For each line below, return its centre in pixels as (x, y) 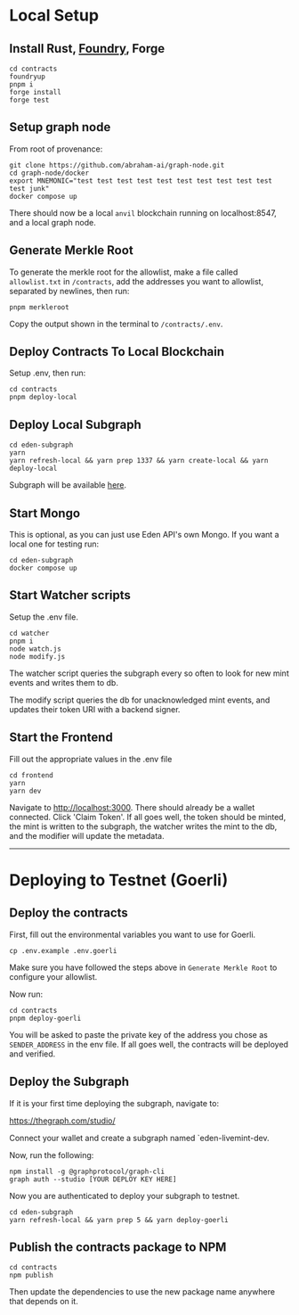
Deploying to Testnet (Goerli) (119, 880)
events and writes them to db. (64, 682)
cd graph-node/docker (49, 173)
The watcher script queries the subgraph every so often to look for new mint (149, 673)
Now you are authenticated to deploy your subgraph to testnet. (125, 1196)
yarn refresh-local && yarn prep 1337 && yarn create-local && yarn (139, 461)
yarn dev (25, 791)
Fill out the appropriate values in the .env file (91, 759)
